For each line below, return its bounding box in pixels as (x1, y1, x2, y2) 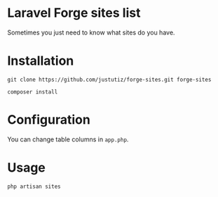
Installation (7, 53, 74, 69)
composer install (7, 88, 58, 96)
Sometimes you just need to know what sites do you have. (7, 28, 175, 37)
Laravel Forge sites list (7, 5, 141, 21)
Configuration (7, 112, 91, 128)
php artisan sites (7, 183, 61, 190)
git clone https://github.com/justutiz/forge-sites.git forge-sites (7, 76, 212, 83)
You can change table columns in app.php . (7, 135, 129, 144)
